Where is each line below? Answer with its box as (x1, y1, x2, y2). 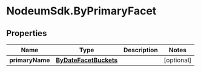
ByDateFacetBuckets (55, 56, 118, 64)
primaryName (9, 56, 50, 64)
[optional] (163, 56, 192, 64)
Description (123, 46, 159, 54)
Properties (6, 28, 47, 38)
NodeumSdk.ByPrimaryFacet (6, 4, 157, 18)
